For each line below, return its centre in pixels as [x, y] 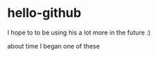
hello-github [44, 13]
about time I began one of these [54, 46]
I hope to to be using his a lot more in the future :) [79, 32]
